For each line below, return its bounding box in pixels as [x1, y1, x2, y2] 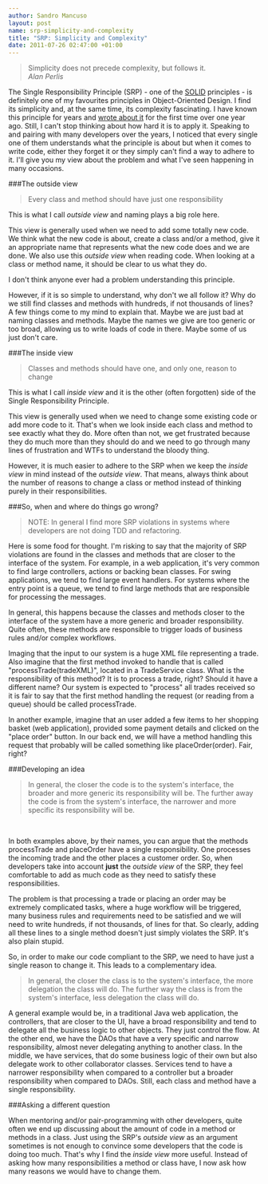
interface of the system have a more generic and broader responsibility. [8, 616, 244, 626]
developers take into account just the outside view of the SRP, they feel [8, 861, 243, 871]
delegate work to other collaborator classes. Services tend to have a [8, 1059, 233, 1069]
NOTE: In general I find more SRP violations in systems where [27, 517, 230, 527]
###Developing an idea [8, 764, 85, 774]
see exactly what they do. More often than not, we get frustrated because [8, 429, 250, 438]
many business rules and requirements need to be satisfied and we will [8, 911, 242, 921]
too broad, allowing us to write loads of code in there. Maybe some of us [8, 324, 247, 334]
